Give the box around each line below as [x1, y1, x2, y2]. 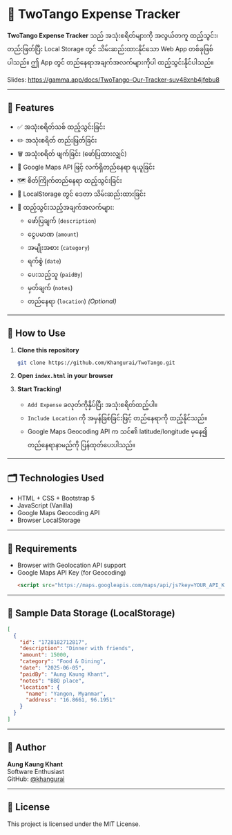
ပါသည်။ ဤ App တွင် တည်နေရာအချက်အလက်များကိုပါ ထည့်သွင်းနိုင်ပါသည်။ [7, 58, 214, 66]
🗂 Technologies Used [7, 472, 105, 484]
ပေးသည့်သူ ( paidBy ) [27, 270, 83, 278]
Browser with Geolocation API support [17, 561, 126, 570]
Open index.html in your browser [17, 372, 114, 380]
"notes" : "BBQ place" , [19, 677, 85, 684]
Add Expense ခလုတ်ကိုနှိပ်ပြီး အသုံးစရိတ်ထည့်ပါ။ [27, 401, 158, 409]
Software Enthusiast [7, 767, 64, 775]
